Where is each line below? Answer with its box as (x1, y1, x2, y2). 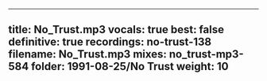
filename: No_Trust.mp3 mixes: (8, 48, 167, 61)
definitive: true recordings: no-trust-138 (8, 35, 212, 49)
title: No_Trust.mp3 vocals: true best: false (8, 23, 225, 36)
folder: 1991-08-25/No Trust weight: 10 (30, 60, 229, 73)
